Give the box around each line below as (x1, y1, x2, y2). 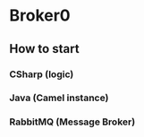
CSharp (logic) (9, 68, 74, 81)
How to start (9, 41, 80, 56)
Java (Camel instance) (9, 91, 109, 104)
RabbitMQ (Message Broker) (9, 116, 136, 128)
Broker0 (9, 5, 71, 26)
